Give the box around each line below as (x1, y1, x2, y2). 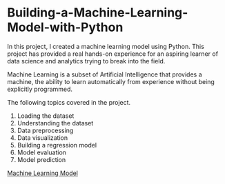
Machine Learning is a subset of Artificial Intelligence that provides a (7, 70, 202, 79)
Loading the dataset (17, 112, 75, 120)
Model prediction (17, 155, 66, 163)
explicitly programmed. (7, 85, 73, 93)
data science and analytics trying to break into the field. (7, 57, 166, 65)
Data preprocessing (17, 126, 74, 134)
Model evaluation (17, 148, 67, 156)
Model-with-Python (7, 19, 124, 35)
